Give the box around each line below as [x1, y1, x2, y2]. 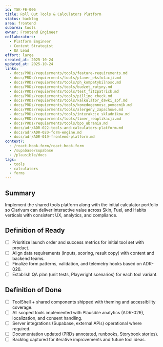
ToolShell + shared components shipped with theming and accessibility [12, 299, 156, 304]
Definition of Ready [5, 226, 65, 235]
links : [5, 66, 19, 71]
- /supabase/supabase [9, 148, 54, 153]
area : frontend [5, 21, 36, 26]
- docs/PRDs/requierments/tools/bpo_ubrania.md [9, 121, 108, 126]
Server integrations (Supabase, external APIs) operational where [12, 320, 142, 326]
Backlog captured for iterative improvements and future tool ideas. [12, 337, 146, 343]
